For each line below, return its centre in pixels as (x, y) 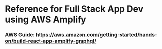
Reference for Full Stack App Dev (74, 9)
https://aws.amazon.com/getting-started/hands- (96, 35)
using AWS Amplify (46, 19)
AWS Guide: (20, 35)
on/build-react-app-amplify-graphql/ (51, 41)
